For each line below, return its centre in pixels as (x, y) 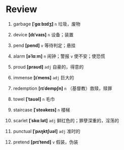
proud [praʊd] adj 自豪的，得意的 (48, 67)
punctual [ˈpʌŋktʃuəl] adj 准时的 (47, 131)
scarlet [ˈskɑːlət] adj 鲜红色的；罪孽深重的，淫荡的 (66, 120)
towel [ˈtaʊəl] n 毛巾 (34, 99)
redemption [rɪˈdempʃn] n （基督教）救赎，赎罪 (63, 88)
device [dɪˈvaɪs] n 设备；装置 (43, 34)
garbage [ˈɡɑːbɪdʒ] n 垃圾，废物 (47, 24)
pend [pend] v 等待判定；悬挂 (44, 45)
